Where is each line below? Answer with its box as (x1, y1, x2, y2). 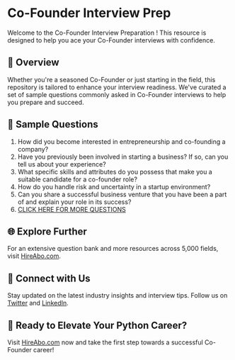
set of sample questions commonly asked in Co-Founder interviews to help (7, 90, 227, 99)
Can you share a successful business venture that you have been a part (17, 190, 227, 198)
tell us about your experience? (17, 159, 106, 168)
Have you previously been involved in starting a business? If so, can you (17, 152, 229, 161)
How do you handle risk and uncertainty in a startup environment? (17, 182, 211, 191)
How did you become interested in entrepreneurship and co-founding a (17, 137, 226, 146)
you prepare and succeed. (7, 98, 84, 106)
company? (17, 145, 49, 153)
